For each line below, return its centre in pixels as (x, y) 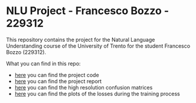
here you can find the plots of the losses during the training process (97, 94)
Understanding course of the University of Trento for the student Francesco (98, 46)
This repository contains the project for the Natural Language (81, 39)
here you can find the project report (58, 81)
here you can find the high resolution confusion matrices (84, 87)
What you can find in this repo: (43, 64)
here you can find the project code (57, 75)
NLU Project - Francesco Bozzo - (88, 11)
